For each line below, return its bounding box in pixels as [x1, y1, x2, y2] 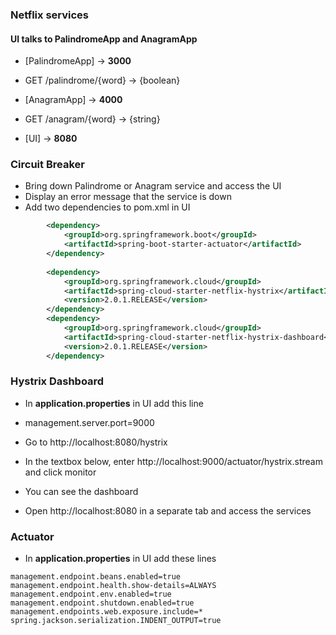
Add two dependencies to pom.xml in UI [24, 201, 191, 213]
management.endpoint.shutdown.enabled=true [10, 598, 195, 608]
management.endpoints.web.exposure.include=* [10, 607, 203, 617]
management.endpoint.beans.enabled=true [10, 572, 182, 582]
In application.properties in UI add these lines [24, 553, 217, 565]
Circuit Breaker [10, 158, 85, 172]
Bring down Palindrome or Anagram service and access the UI [24, 180, 282, 192]
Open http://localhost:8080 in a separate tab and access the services [24, 504, 312, 517]
